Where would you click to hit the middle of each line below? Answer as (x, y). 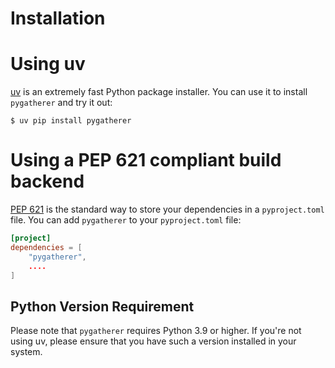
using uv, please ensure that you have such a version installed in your (153, 341)
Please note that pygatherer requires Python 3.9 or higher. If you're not (156, 331)
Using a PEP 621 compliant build (146, 160)
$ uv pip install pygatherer (71, 121)
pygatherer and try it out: (61, 103)
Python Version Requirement (102, 306)
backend (47, 181)
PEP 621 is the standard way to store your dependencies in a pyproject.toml (167, 209)
